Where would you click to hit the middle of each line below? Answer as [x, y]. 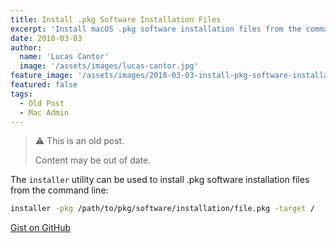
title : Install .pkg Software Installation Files [116, 19]
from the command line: [59, 190]
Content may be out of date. [93, 160]
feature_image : [42, 76]
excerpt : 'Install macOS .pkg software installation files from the [156, 29]
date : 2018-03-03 [46, 38]
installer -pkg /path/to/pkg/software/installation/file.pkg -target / [162, 209]
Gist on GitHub [41, 228]
